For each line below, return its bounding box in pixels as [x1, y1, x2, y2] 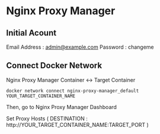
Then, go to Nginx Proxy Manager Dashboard [6, 103, 117, 110]
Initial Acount [6, 28, 57, 38]
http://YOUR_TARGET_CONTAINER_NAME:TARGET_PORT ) [6, 121, 149, 128]
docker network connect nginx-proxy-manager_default [6, 88, 139, 94]
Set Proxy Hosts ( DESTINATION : [6, 114, 88, 122]
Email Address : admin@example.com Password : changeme [6, 43, 154, 50]
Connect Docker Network [6, 60, 103, 71]
